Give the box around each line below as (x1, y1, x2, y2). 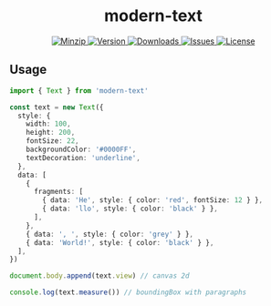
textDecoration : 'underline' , (26, 153, 141, 162)
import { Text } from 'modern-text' (9, 86, 149, 96)
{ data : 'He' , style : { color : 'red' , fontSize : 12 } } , (42, 196, 264, 205)
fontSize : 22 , (26, 137, 79, 146)
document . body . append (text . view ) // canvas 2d (9, 271, 190, 280)
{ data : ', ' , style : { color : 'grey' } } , (26, 229, 194, 239)
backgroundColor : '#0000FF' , (26, 145, 137, 154)
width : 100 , (26, 119, 71, 128)
